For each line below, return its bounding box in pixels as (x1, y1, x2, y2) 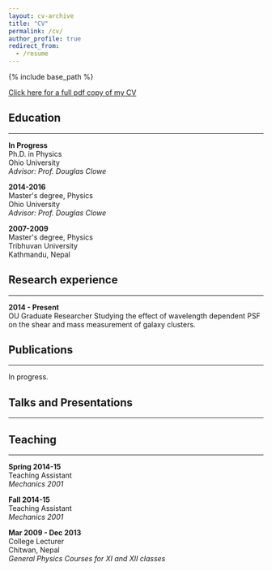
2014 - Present (8, 302, 59, 312)
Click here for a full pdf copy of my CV (8, 88, 137, 97)
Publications (8, 343, 74, 357)
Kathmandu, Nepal (8, 249, 71, 259)
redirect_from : (8, 42, 60, 50)
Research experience (8, 273, 118, 287)
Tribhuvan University (8, 240, 79, 250)
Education (8, 111, 62, 125)
